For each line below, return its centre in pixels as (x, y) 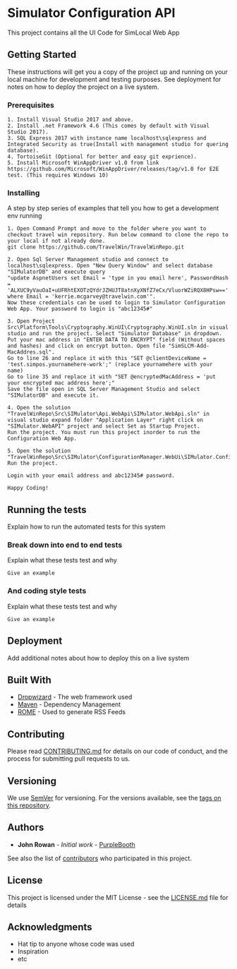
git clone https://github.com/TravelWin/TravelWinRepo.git (96, 247)
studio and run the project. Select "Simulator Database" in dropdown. (115, 334)
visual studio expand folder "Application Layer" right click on (105, 420)
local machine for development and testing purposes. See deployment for (114, 79)
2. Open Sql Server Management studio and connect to (88, 260)
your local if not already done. (56, 241)
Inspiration (33, 951)
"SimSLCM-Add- (189, 346)
